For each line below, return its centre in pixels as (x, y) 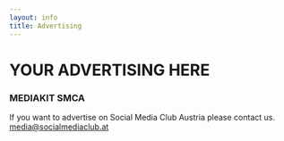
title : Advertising (46, 26)
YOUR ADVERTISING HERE (110, 70)
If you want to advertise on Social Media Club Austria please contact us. (142, 117)
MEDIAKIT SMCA (47, 97)
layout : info (34, 17)
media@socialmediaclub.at (59, 127)
